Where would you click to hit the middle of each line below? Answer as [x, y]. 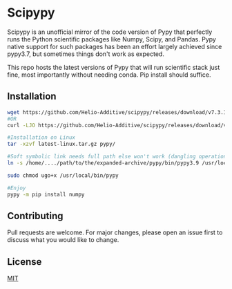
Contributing [35, 216]
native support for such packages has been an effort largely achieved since [115, 46]
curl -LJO [21, 125]
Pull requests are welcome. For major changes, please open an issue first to [115, 232]
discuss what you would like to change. [63, 240]
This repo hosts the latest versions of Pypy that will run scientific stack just [114, 67]
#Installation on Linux [41, 138]
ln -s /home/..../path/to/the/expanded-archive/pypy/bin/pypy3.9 [103, 163]
